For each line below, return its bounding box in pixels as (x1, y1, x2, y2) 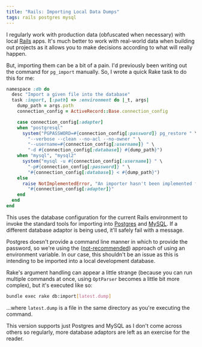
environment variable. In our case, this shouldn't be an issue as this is (6, 250, 179, 258)
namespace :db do (6, 86, 50, 92)
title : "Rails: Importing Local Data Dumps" (6, 8, 120, 15)
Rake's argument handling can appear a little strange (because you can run (6, 268, 192, 276)
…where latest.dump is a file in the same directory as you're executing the (6, 304, 191, 311)
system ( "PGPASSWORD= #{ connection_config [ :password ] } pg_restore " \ (22, 130, 198, 136)
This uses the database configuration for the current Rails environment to (6, 214, 188, 221)
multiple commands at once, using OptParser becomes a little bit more (6, 275, 180, 282)
